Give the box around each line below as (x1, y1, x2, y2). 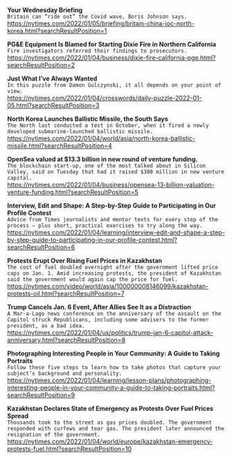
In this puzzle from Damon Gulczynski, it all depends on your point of (7, 82, 222, 89)
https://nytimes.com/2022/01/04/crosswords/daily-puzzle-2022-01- (7, 94, 202, 102)
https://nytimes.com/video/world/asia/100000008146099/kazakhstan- (7, 282, 209, 290)
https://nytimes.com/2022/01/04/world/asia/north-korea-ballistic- (7, 135, 196, 142)
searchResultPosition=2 (7, 61, 75, 69)
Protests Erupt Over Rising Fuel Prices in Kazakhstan (7, 257, 163, 264)
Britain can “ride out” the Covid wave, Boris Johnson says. (7, 13, 188, 20)
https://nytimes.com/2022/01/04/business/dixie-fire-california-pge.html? (7, 53, 216, 62)
